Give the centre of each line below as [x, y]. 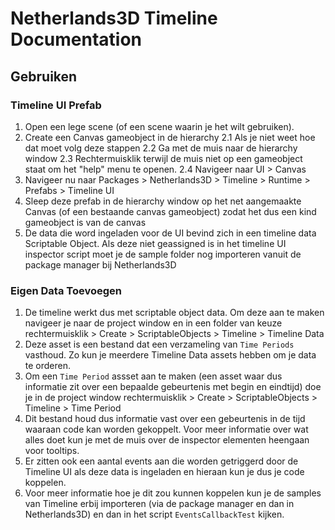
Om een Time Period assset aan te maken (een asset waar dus [153, 376]
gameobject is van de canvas [85, 222]
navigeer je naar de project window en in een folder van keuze [153, 323]
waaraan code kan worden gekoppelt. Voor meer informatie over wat [166, 429]
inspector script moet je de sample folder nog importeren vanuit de [163, 254]
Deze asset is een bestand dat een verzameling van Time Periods [159, 344]
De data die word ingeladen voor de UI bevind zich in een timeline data [170, 233]
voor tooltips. [52, 451]
